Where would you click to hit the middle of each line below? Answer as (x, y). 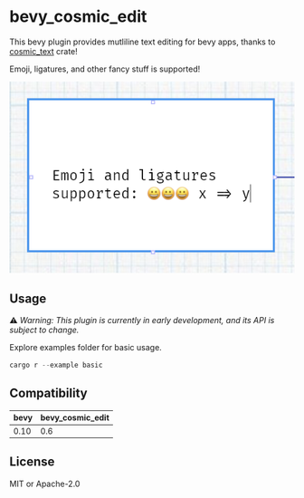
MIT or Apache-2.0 (45, 484)
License (32, 462)
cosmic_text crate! (44, 51)
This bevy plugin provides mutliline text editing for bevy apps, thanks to (142, 42)
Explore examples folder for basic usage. (86, 348)
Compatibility (48, 393)
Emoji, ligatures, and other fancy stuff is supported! (105, 69)
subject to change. (44, 330)
